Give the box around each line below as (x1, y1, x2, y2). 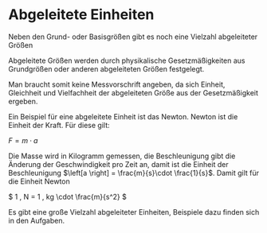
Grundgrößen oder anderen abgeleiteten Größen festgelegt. (8, 64, 205, 73)
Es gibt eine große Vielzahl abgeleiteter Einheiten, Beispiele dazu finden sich (8, 207, 260, 216)
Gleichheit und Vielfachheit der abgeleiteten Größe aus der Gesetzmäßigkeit (8, 87, 259, 97)
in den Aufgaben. (8, 216, 65, 225)
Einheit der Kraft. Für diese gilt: (8, 120, 110, 130)
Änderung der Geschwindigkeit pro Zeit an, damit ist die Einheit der (8, 159, 229, 169)
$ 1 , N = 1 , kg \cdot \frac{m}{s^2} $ (8, 192, 128, 201)
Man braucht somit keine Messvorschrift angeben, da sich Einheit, (8, 80, 226, 89)
